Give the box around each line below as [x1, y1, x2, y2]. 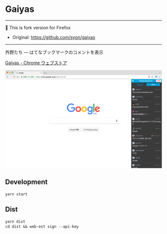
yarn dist [5, 219, 26, 224]
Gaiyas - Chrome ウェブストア [5, 60, 68, 66]
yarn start [5, 192, 28, 197]
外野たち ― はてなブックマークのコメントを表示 [5, 49, 103, 55]
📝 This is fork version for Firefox [5, 24, 71, 30]
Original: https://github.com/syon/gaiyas [12, 34, 95, 40]
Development [5, 178, 48, 186]
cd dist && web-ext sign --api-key [5, 224, 79, 229]
